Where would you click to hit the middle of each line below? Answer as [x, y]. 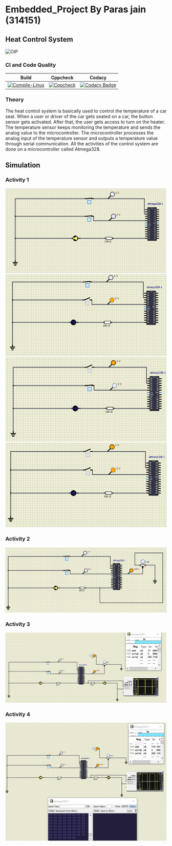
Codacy [98, 78]
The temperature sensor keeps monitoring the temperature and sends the [83, 127]
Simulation [23, 165]
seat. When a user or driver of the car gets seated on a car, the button [79, 116]
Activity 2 [18, 539]
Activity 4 [18, 714]
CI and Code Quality [31, 65]
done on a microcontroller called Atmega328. [53, 149]
